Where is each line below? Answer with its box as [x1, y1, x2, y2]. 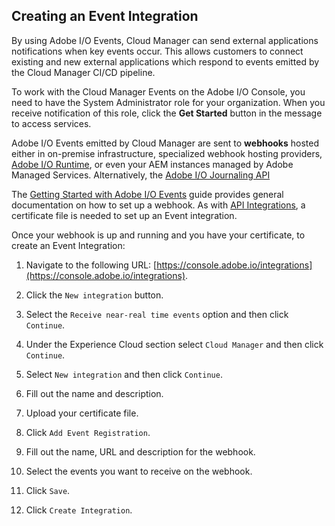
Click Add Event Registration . [25, 426, 151, 438]
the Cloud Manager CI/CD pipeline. [11, 66, 156, 78]
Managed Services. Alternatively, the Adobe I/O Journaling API [11, 169, 271, 181]
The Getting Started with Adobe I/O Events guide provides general [11, 188, 284, 200]
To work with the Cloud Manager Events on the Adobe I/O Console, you [11, 85, 306, 98]
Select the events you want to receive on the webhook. [25, 465, 253, 477]
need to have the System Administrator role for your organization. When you [11, 96, 326, 108]
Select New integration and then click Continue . [25, 368, 223, 380]
